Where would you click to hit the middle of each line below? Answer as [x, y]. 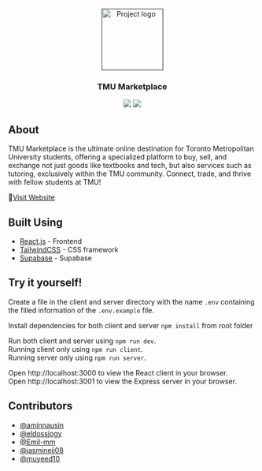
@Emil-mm [37, 442]
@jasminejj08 [42, 450]
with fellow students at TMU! [55, 182]
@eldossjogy [41, 433]
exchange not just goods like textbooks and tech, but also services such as [130, 166]
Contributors [41, 406]
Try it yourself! [45, 283]
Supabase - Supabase [56, 258]
